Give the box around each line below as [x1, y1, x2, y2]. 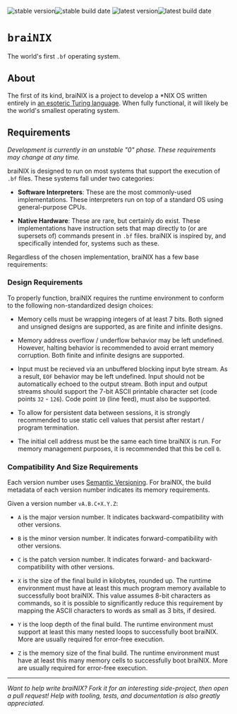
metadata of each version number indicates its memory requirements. [7, 485, 210, 494]
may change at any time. [7, 152, 80, 162]
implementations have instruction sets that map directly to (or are [17, 224, 207, 232]
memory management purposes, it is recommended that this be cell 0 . [17, 444, 221, 453]
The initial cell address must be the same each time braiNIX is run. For [17, 437, 221, 445]
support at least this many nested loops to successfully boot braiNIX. [17, 628, 219, 636]
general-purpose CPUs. [17, 202, 87, 211]
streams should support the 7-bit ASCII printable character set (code [17, 387, 217, 395]
